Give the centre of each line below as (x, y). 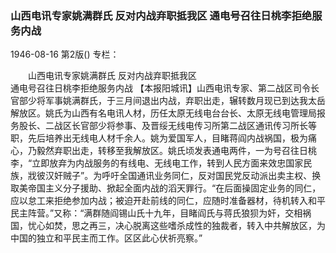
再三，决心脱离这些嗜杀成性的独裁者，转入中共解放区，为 (207, 226)
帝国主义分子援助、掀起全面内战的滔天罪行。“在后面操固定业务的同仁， (174, 188)
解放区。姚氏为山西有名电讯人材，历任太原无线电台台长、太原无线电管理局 (163, 113)
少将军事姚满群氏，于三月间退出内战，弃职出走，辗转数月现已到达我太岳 (176, 101)
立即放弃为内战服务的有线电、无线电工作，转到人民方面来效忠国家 (167, 163)
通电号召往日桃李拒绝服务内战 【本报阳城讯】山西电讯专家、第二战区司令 (160, 88)
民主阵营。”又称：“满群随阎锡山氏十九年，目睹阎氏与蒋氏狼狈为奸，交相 (156, 213)
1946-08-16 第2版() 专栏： (65, 54)
